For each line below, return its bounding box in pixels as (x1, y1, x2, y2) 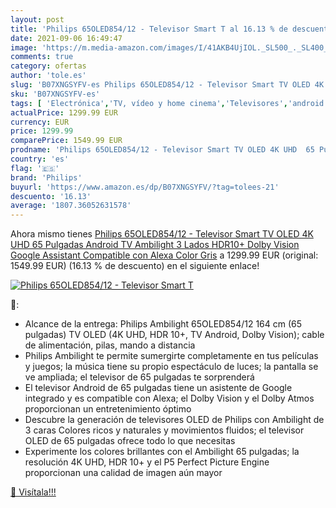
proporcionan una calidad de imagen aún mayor (24, 467, 223, 479)
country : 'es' (10, 154, 70, 164)
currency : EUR (10, 117, 70, 127)
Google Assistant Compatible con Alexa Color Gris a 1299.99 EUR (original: (10, 249, 319, 261)
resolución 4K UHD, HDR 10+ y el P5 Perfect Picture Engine (24, 456, 270, 468)
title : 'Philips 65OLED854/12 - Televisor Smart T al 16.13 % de (10, 24, 288, 34)
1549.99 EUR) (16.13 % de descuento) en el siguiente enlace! (10, 260, 260, 272)
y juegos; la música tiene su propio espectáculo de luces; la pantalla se (24, 361, 319, 373)
